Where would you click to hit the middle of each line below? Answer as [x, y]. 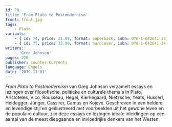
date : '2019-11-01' [26, 72]
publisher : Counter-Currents [36, 62]
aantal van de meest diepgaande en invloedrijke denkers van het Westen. [83, 119]
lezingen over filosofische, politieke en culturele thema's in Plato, [74, 92]
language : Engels [24, 67]
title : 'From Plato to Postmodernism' [47, 15]
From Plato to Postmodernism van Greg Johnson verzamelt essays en [79, 87]
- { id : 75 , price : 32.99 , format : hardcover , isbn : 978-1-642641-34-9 [92, 44]
